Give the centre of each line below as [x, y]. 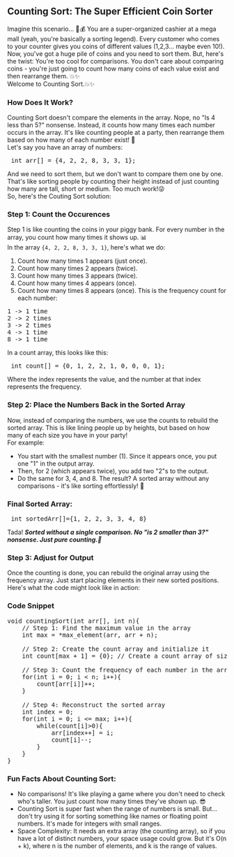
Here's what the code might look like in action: [74, 588]
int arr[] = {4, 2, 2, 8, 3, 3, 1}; [73, 161]
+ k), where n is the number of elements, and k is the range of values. [117, 846]
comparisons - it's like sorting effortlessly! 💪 [81, 486]
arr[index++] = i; [83, 733]
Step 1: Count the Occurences [58, 215]
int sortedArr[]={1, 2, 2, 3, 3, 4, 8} [79, 519]
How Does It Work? [40, 102]
